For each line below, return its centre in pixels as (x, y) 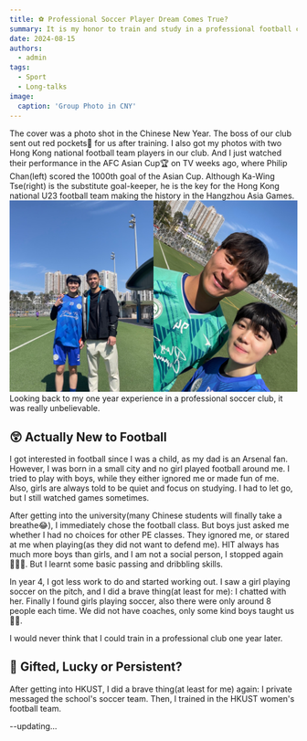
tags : (20, 68)
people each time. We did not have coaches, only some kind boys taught (146, 610)
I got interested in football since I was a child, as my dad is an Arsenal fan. (148, 459)
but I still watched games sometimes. (79, 497)
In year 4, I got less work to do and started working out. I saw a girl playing (150, 581)
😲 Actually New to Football (88, 437)
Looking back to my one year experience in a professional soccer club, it (146, 398)
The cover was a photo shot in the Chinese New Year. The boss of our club (151, 133)
